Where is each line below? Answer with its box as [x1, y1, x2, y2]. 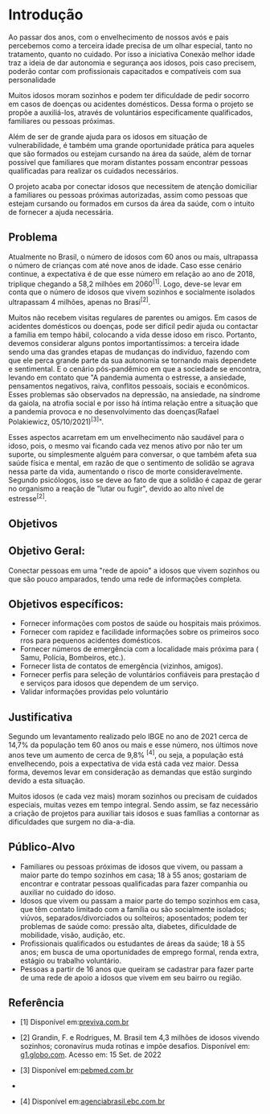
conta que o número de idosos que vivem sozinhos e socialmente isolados [8, 287, 256, 297]
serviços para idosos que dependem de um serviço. [26, 678, 199, 689]
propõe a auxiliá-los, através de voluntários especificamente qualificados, [8, 107, 253, 117]
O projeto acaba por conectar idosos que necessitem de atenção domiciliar [8, 181, 258, 191]
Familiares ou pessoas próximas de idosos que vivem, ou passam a [19, 861, 243, 871]
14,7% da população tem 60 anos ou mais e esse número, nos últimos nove [8, 740, 259, 750]
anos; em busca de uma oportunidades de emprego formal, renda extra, [19, 947, 260, 956]
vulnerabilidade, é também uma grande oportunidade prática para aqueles [8, 140, 255, 150]
